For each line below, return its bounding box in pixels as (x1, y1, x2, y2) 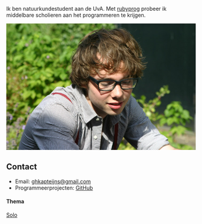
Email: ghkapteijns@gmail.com (14, 178, 91, 185)
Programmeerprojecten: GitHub (14, 184, 93, 191)
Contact (6, 162, 37, 172)
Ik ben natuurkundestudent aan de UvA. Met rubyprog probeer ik (6, 5, 167, 12)
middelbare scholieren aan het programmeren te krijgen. (6, 11, 146, 19)
